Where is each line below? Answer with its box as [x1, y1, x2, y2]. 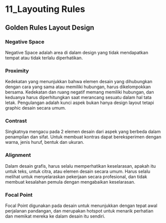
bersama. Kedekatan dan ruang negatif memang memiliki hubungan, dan [5, 89, 154, 95]
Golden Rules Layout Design [5, 23, 94, 32]
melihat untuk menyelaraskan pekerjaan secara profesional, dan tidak [5, 173, 148, 180]
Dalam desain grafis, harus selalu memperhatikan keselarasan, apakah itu [5, 163, 156, 169]
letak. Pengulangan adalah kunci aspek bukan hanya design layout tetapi [5, 100, 154, 106]
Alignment [5, 152, 31, 159]
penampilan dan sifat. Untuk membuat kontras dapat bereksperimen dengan [5, 134, 162, 140]
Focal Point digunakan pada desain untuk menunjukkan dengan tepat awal [5, 203, 158, 209]
